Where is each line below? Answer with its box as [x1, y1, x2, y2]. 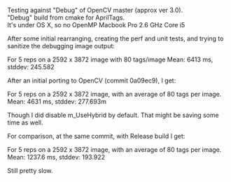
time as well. [7, 118, 43, 127]
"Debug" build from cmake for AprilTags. [7, 13, 125, 22]
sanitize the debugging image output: [7, 42, 115, 50]
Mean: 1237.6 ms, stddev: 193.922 [7, 153, 106, 161]
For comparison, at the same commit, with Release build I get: [7, 132, 185, 140]
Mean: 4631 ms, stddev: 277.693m [7, 97, 107, 106]
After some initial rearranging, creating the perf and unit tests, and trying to [7, 34, 224, 43]
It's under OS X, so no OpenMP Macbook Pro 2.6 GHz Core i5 [7, 21, 185, 29]
